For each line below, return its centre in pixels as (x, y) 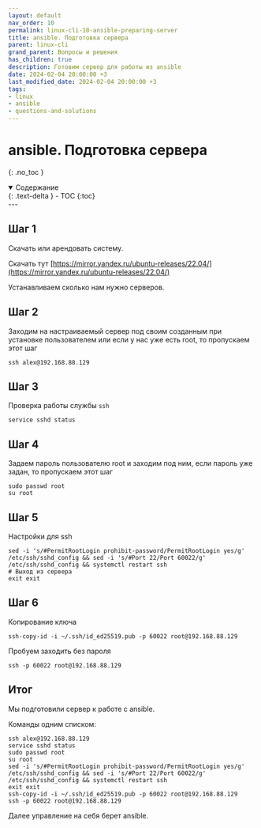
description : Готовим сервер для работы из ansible (95, 67)
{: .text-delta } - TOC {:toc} (52, 195)
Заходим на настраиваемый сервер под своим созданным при (115, 331)
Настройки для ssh (40, 536)
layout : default (35, 15)
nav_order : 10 (32, 23)
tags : (17, 89)
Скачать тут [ (31, 263)
